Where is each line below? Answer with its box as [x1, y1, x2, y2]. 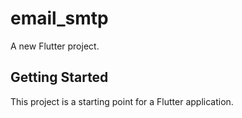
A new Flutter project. [10, 40, 100, 52]
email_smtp [10, 7, 109, 30]
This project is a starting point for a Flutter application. [10, 95, 234, 107]
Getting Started [10, 69, 109, 86]
